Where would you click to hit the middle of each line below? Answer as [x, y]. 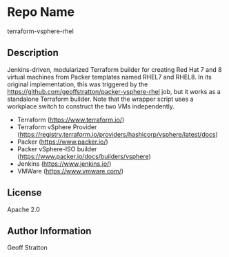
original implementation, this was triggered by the [78, 84]
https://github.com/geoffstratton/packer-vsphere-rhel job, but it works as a [114, 91]
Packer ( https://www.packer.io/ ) [62, 142]
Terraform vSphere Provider [57, 127]
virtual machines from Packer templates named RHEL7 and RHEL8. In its [109, 77]
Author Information [49, 231]
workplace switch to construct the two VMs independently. [91, 106]
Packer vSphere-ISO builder [57, 149]
